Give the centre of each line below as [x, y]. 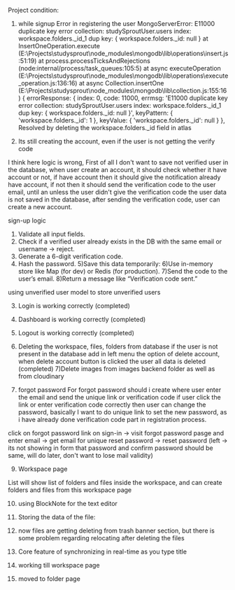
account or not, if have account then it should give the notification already [114, 177]
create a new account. [40, 207]
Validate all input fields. [52, 234]
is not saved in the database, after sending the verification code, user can [114, 199]
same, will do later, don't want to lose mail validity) [80, 455]
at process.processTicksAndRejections [94, 61]
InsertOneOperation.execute [59, 46]
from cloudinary [41, 376]
